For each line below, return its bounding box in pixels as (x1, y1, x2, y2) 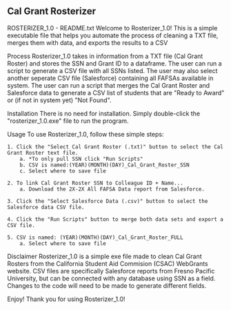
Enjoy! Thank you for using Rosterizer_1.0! (7, 295, 125, 303)
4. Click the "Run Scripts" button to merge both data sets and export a (7, 215, 224, 223)
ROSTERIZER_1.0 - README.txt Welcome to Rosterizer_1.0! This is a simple (7, 23, 218, 32)
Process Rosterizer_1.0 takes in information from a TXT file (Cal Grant (7, 52, 203, 60)
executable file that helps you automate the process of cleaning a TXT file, (7, 31, 219, 39)
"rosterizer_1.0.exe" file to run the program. (7, 117, 129, 125)
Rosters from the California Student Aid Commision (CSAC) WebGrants (7, 259, 208, 268)
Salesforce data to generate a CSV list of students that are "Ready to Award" (7, 88, 225, 97)
